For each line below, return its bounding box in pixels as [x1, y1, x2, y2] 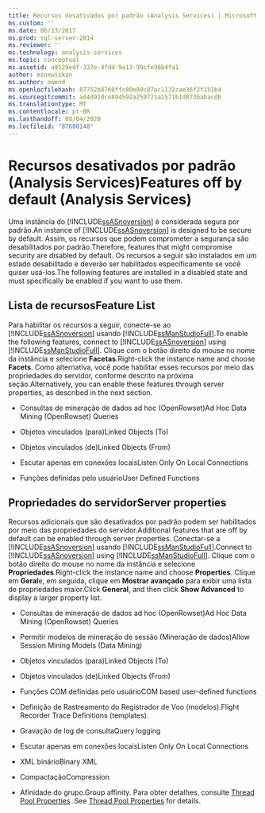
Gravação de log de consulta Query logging [19, 726, 161, 736]
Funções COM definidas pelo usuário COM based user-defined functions [19, 687, 257, 696]
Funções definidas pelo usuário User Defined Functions [19, 473, 200, 482]
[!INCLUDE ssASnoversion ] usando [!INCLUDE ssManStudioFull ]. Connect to [8, 542, 252, 552]
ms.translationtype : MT [8, 100, 87, 108]
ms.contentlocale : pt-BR [8, 108, 90, 116]
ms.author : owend [8, 78, 66, 86]
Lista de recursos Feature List [8, 299, 156, 312]
